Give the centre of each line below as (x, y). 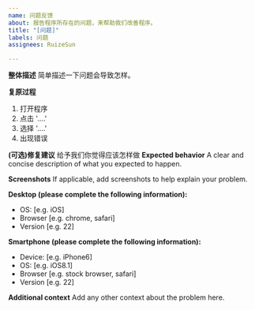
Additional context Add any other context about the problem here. (116, 297)
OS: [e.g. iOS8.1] (46, 266)
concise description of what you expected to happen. (95, 164)
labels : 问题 (28, 37)
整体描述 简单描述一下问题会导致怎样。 (71, 75)
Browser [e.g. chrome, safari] (67, 218)
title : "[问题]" (34, 30)
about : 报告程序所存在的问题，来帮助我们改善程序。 (82, 23)
